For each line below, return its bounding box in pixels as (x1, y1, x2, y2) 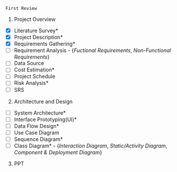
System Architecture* (13, 109, 66, 116)
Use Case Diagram (13, 129, 60, 136)
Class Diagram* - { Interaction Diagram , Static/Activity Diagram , (13, 142, 168, 149)
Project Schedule (13, 73, 56, 80)
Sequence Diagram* (13, 135, 63, 143)
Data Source (13, 60, 44, 67)
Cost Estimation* (13, 66, 55, 73)
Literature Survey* (13, 27, 58, 34)
